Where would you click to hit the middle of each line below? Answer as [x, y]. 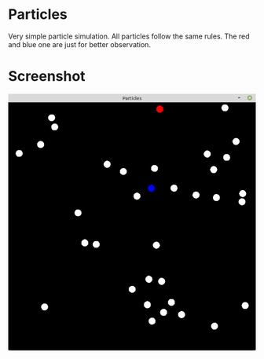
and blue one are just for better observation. [80, 44]
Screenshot [47, 77]
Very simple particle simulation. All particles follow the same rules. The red [129, 36]
